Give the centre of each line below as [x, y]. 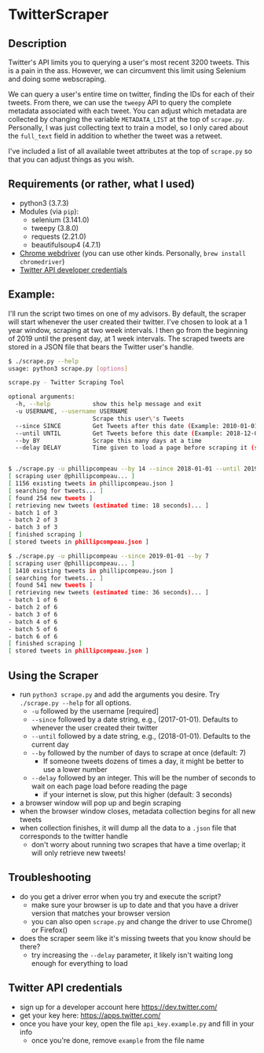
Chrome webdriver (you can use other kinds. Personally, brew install [132, 253]
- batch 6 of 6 [33, 636]
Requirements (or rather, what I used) [101, 184]
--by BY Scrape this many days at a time [108, 441]
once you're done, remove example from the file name [118, 1040]
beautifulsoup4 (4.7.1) [66, 244]
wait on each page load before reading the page [109, 786]
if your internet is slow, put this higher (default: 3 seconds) [137, 794]
